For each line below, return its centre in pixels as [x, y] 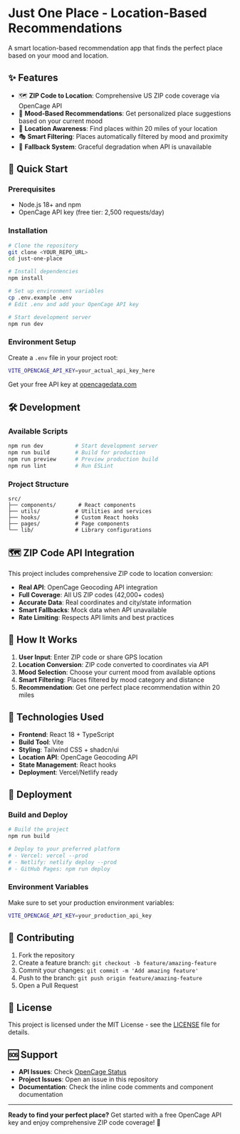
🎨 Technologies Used [56, 717]
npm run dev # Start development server [83, 446]
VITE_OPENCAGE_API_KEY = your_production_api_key [80, 915]
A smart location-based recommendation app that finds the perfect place [115, 48]
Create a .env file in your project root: [63, 357]
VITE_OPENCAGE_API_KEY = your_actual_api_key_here [82, 371]
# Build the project [39, 830]
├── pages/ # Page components [69, 524]
